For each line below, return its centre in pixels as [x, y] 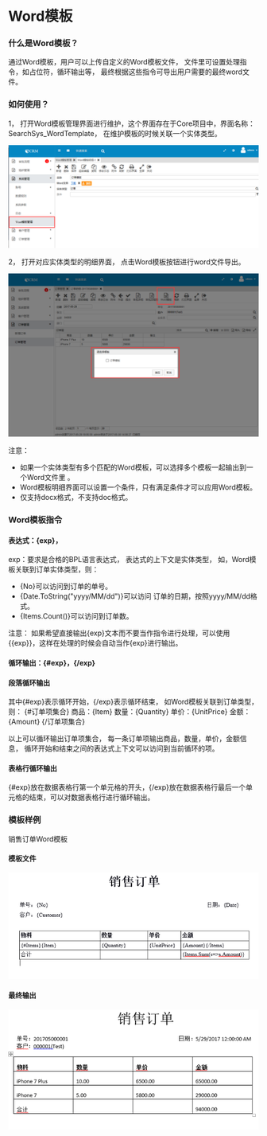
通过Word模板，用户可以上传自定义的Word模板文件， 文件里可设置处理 [124, 62]
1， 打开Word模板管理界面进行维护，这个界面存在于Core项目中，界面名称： [132, 123]
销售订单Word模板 [38, 839]
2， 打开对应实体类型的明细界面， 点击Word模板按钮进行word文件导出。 [127, 262]
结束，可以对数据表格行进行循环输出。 [92, 798]
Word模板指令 [35, 520]
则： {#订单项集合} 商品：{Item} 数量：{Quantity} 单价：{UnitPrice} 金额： [130, 712]
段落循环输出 [29, 682]
